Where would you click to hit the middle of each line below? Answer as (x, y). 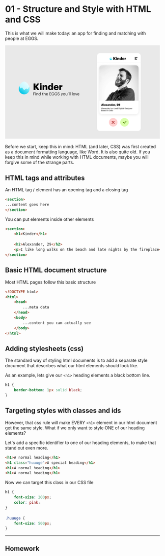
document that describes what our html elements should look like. (72, 366)
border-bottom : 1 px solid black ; (48, 390)
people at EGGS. (22, 38)
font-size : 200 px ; (33, 497)
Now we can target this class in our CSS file (49, 483)
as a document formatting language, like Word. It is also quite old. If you (78, 152)
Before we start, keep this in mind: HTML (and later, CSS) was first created (81, 147)
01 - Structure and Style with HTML (78, 9)
